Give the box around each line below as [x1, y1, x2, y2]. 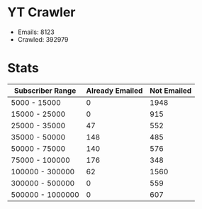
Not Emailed [150, 86, 192, 96]
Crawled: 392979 [17, 35, 69, 43]
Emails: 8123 [17, 28, 55, 36]
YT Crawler [7, 4, 76, 21]
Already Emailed [86, 86, 143, 96]
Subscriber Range [13, 86, 77, 96]
